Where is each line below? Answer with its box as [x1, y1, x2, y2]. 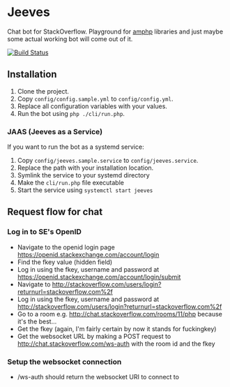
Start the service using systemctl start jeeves [17, 186, 153, 194]
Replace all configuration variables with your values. [17, 102, 167, 110]
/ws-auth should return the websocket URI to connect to [17, 373, 180, 381]
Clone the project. [17, 87, 70, 95]
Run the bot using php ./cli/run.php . [17, 109, 125, 117]
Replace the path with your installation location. [17, 163, 154, 172]
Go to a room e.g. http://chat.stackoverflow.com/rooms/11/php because [17, 309, 223, 318]
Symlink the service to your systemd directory [17, 171, 150, 180]
